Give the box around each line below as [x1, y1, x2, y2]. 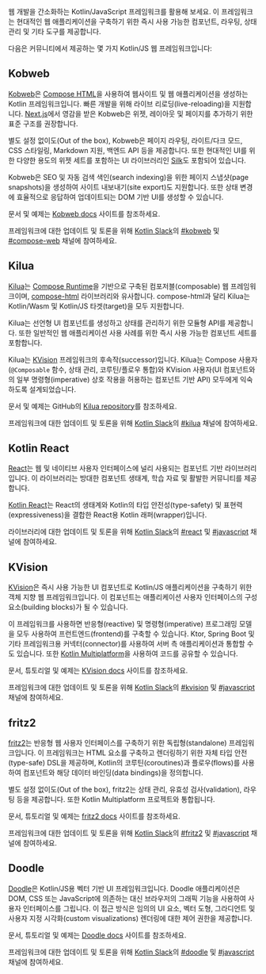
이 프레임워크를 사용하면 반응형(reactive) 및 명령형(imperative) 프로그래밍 [8, 619, 237, 629]
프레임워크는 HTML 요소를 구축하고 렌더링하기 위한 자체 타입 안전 [46, 748, 248, 757]
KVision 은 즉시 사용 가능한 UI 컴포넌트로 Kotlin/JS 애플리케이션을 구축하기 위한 [8, 582, 253, 592]
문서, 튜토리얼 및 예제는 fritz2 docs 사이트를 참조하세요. [8, 811, 180, 821]
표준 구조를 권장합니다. [8, 118, 78, 128]
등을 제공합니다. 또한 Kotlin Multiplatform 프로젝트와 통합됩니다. [16, 795, 215, 804]
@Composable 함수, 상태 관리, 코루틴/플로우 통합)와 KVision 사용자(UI [10, 364, 222, 374]
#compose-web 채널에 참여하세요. [8, 236, 117, 245]
